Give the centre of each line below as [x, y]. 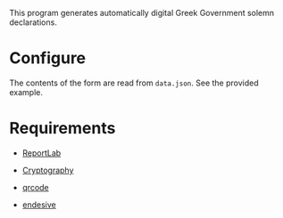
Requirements [62, 129]
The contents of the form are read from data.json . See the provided [134, 83]
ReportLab [42, 153]
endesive [39, 205]
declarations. [33, 22]
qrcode [35, 187]
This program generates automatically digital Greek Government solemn [142, 13]
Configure [48, 58]
